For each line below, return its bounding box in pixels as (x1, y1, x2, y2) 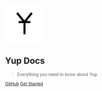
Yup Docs (5, 55, 45, 67)
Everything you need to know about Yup (17, 71, 98, 77)
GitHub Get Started (5, 81, 43, 87)
